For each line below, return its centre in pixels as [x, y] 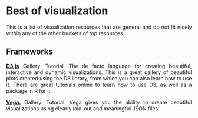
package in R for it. [29, 91]
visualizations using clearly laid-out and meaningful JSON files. [83, 108]
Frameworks [30, 52]
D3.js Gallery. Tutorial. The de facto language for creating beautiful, [99, 66]
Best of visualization [57, 11]
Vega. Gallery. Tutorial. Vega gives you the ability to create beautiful [99, 102]
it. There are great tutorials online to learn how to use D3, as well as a [99, 85]
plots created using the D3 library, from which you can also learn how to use [99, 78]
